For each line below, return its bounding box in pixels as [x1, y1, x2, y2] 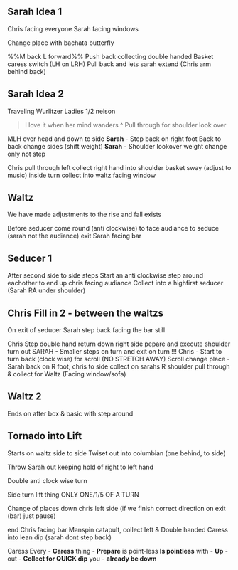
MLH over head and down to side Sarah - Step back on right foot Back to [7, 134, 222, 143]
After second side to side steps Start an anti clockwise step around [7, 271, 204, 280]
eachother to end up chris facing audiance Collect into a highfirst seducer [7, 279, 224, 287]
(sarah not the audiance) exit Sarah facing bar [7, 231, 142, 241]
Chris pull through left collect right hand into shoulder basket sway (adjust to [7, 163, 232, 171]
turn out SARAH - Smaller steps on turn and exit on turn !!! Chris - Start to [7, 347, 222, 356]
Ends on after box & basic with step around [7, 409, 134, 418]
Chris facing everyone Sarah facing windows [7, 24, 139, 33]
